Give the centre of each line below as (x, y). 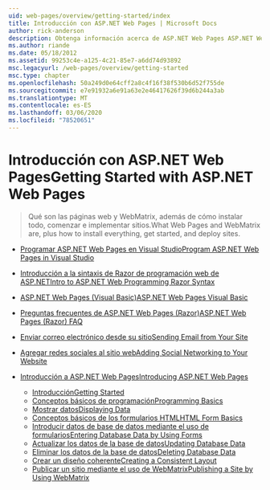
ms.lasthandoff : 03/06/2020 (55, 113)
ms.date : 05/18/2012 (43, 53)
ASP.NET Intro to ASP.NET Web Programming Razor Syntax (117, 281)
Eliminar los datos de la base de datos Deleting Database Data (134, 451)
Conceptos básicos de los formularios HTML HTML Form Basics (137, 418)
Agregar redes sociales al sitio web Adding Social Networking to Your (134, 352)
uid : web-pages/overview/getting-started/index (90, 16)
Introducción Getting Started (78, 392)
